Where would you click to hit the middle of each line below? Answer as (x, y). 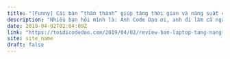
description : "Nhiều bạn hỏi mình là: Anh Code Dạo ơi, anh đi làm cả (110, 20)
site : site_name (30, 39)
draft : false (26, 45)
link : (15, 32)
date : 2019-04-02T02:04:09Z (47, 26)
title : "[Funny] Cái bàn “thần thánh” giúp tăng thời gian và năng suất (113, 13)
